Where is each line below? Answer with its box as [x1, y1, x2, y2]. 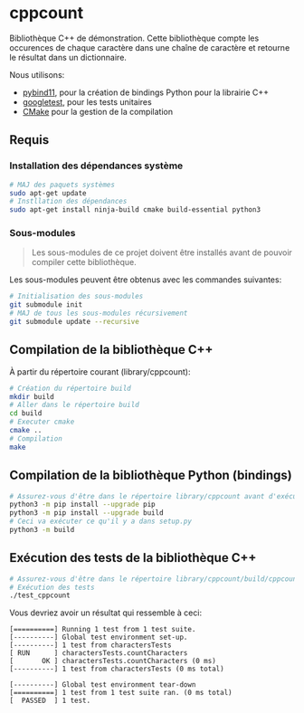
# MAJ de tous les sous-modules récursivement [9, 309, 188, 318]
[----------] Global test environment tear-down [9, 680, 196, 689]
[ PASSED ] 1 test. [9, 696, 91, 706]
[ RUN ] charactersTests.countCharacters [9, 649, 188, 658]
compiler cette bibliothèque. [31, 257, 138, 268]
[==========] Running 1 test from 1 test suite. [9, 625, 196, 634]
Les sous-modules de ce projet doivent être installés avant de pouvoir [31, 247, 292, 258]
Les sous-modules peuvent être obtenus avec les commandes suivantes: [9, 274, 282, 285]
